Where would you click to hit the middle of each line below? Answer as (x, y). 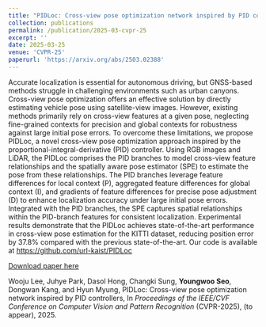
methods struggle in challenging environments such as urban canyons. (124, 90)
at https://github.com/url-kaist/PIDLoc (70, 250)
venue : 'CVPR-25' (37, 52)
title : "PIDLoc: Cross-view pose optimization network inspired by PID (129, 15)
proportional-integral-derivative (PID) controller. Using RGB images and (125, 149)
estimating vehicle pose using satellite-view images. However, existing (123, 107)
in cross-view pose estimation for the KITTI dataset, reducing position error (131, 234)
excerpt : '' (28, 38)
